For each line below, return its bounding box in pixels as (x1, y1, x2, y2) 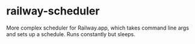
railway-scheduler (6, 4, 100, 18)
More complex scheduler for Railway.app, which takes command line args (6, 24, 190, 31)
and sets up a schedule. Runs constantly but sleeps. (6, 30, 135, 37)
